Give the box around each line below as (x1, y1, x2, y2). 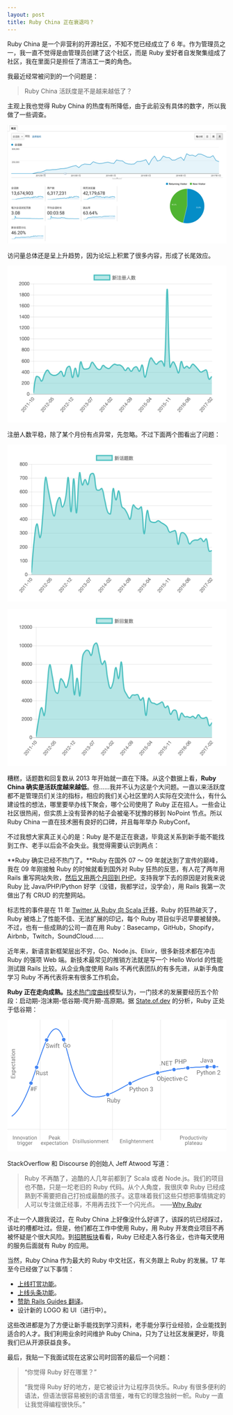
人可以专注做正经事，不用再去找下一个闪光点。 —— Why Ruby (24, 1200, 202, 1208)
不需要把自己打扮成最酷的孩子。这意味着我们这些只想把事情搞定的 (36, 1191, 226, 1200)
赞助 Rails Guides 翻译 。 (17, 1297, 87, 1305)
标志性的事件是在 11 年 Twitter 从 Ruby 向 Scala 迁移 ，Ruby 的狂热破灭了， (7, 905, 220, 914)
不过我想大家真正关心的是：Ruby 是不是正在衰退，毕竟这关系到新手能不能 (7, 832, 219, 840)
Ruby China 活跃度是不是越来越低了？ (24, 87, 133, 95)
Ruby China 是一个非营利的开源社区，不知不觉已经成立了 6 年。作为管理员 (7, 39, 220, 48)
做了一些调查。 (7, 110, 50, 119)
